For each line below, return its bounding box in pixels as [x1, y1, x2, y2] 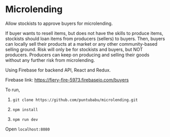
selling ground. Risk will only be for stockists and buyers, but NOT [5, 46, 143, 52]
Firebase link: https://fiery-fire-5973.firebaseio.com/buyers [5, 77, 129, 83]
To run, [5, 86, 20, 92]
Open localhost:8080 [5, 126, 50, 132]
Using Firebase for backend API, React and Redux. [5, 67, 111, 73]
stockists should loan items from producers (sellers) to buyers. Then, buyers [5, 36, 165, 42]
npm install [12, 107, 38, 112]
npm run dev [12, 117, 38, 122]
